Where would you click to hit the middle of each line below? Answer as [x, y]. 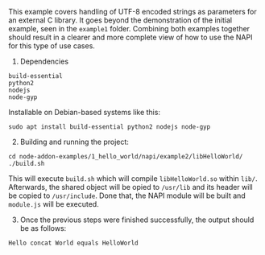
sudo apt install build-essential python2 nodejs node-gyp [110, 127]
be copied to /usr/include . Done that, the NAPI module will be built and [127, 195]
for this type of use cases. [52, 46]
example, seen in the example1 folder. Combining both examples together [129, 29]
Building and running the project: [74, 142]
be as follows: [43, 228]
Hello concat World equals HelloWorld [73, 243]
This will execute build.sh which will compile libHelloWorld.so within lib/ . [133, 179]
